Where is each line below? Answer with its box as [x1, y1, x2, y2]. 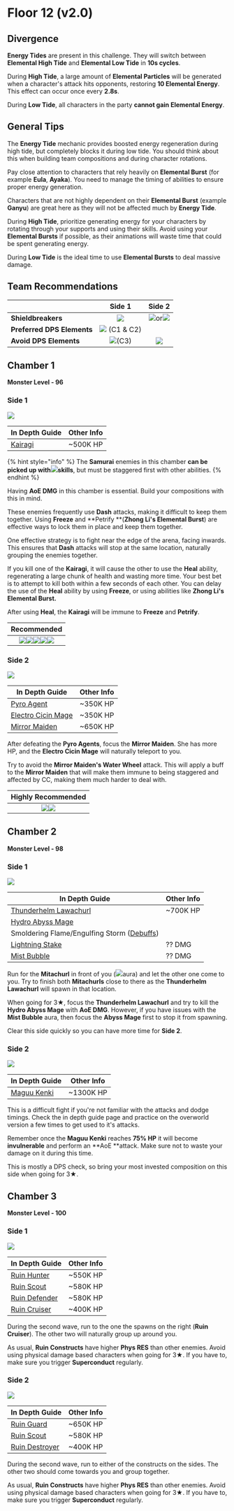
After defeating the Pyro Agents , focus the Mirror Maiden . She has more [7, 739, 218, 749]
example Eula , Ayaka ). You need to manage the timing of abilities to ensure [7, 175, 224, 183]
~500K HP [68, 439, 103, 449]
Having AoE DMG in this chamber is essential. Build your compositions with [7, 486, 224, 495]
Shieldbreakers [10, 313, 63, 323]
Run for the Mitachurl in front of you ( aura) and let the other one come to [7, 970, 225, 978]
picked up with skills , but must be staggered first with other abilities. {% [7, 465, 221, 474]
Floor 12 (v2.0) [7, 5, 93, 21]
